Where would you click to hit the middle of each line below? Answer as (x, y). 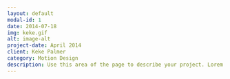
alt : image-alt (29, 39)
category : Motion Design (43, 58)
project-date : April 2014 (44, 45)
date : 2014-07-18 (32, 26)
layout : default (30, 13)
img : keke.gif (28, 33)
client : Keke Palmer (37, 52)
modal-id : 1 (24, 20)
